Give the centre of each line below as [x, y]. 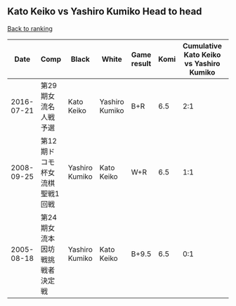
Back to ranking [30, 28]
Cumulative [202, 46]
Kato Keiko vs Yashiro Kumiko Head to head [105, 12]
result [141, 63]
